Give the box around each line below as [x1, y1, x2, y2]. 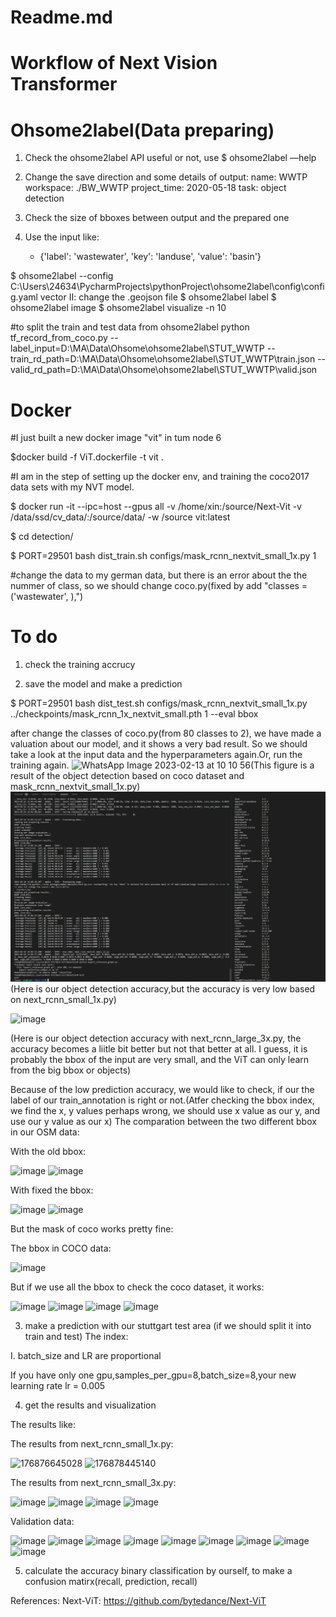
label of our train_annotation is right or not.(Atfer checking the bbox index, [10, 1094, 315, 1106]
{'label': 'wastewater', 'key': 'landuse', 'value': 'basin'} [39, 251, 262, 263]
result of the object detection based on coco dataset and [10, 770, 245, 782]
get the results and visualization [24, 1399, 157, 1411]
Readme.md [10, 6, 113, 29]
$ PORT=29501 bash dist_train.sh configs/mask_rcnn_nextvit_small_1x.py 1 [10, 550, 317, 562]
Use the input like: [24, 231, 100, 243]
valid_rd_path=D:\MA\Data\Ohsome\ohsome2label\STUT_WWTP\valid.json [10, 364, 318, 376]
